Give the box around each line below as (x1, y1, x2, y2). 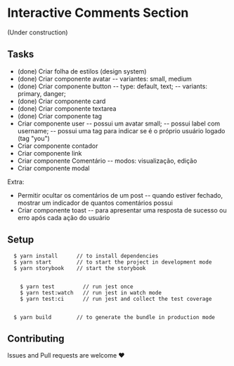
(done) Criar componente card (17, 97, 106, 105)
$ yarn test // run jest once (20, 283, 134, 290)
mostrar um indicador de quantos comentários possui (17, 198, 174, 207)
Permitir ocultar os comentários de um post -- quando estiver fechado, (17, 191, 223, 199)
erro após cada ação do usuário (17, 213, 110, 222)
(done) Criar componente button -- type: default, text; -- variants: (17, 82, 207, 90)
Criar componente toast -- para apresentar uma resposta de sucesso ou (17, 205, 227, 215)
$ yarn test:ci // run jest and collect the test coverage (20, 295, 212, 302)
